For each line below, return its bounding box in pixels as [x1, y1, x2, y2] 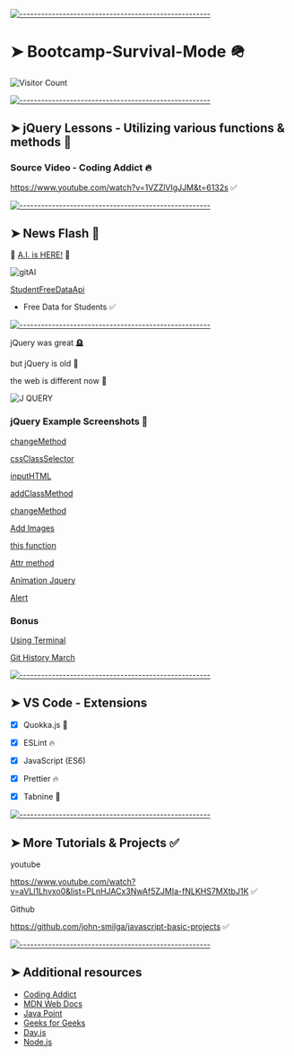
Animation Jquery [10, 575, 76, 585]
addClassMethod [10, 488, 73, 498]
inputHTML [10, 471, 52, 481]
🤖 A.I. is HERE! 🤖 [10, 249, 71, 260]
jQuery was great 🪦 [10, 337, 84, 349]
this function [10, 540, 56, 550]
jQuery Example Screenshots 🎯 [10, 415, 149, 428]
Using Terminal [10, 635, 66, 645]
